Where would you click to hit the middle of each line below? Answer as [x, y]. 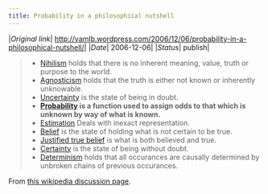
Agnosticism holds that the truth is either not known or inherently [148, 80]
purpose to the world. [76, 71]
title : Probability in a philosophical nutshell [91, 16]
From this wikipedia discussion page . [70, 181]
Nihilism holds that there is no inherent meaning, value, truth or [144, 63]
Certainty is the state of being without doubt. [114, 148]
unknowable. [61, 89]
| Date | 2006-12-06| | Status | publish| [149, 47]
